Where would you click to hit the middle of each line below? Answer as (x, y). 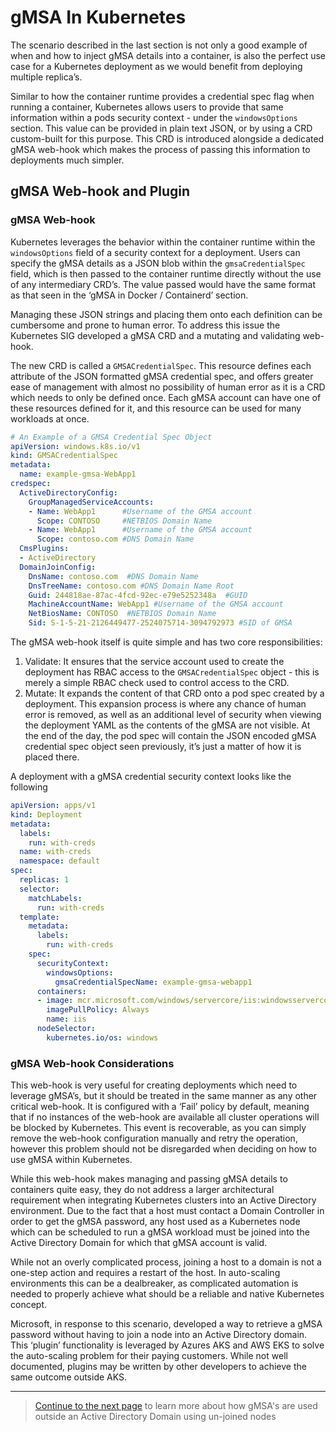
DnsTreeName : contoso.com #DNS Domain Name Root (131, 586)
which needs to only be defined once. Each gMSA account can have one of (166, 397)
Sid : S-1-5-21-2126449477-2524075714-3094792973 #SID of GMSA (160, 623)
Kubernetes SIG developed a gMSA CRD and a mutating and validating (155, 335)
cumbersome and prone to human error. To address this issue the (145, 325)
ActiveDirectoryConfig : (68, 492)
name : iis (66, 1019)
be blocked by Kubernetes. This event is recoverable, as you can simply (158, 1128)
